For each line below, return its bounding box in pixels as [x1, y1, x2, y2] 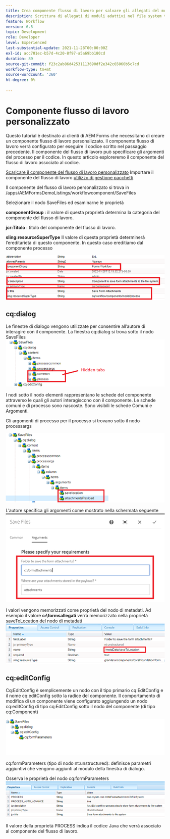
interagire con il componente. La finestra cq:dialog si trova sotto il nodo [6, 328, 154, 334]
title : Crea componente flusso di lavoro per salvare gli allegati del [6, 8, 159, 13]
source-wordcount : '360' [6, 72, 58, 77]
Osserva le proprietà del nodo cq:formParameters [6, 775, 109, 781]
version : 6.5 [6, 24, 33, 29]
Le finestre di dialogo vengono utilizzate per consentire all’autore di [6, 323, 146, 329]
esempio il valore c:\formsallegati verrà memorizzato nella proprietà [6, 613, 148, 619]
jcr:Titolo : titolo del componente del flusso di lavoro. [6, 224, 116, 230]
